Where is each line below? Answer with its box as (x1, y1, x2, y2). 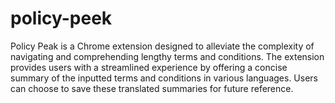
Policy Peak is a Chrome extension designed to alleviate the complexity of (10, 40, 315, 52)
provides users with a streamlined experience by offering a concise (10, 61, 288, 73)
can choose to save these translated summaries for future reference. (10, 82, 294, 94)
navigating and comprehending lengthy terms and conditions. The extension (10, 50, 325, 62)
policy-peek (10, 7, 113, 30)
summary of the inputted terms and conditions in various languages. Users (10, 72, 318, 84)
